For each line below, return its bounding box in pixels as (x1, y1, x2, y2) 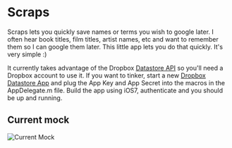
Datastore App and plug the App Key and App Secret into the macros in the (7, 78, 226, 87)
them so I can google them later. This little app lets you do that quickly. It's (7, 42, 224, 51)
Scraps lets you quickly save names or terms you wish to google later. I (7, 27, 214, 36)
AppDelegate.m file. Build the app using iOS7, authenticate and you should (7, 86, 224, 94)
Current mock (7, 114, 70, 126)
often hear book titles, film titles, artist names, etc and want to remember (7, 35, 219, 43)
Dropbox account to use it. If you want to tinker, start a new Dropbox (7, 71, 206, 80)
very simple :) (7, 50, 47, 58)
